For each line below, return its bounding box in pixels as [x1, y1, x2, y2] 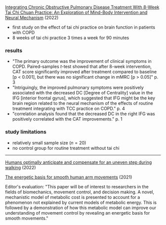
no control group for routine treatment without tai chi [12, 145, 120, 151]
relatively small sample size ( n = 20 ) [12, 139, 86, 145]
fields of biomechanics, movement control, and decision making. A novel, [5, 189, 155, 195]
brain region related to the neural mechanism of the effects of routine [12, 100, 153, 106]
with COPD [12, 30, 35, 35]
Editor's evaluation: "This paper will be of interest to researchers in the [5, 183, 149, 189]
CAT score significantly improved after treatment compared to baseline [12, 69, 157, 75]
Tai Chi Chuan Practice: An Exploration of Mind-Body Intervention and [5, 9, 148, 15]
